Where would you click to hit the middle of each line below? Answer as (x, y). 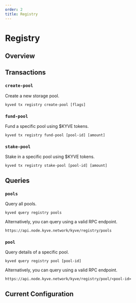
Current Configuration (39, 294)
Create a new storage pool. (32, 96)
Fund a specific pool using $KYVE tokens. (47, 126)
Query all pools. (21, 204)
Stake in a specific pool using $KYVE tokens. (50, 157)
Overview (20, 56)
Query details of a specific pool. (37, 252)
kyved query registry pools (34, 213)
